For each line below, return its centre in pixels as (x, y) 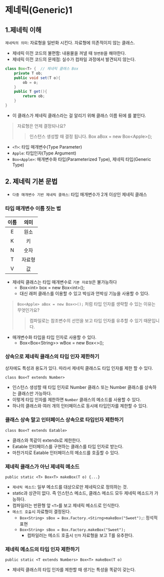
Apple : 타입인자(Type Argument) (44, 153)
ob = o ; (31, 82)
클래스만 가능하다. (35, 393)
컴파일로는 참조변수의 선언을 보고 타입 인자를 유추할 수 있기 (86, 320)
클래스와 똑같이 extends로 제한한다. (47, 440)
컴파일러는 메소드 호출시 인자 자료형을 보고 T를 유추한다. (80, 535)
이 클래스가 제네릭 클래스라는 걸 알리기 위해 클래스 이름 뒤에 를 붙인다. (79, 115)
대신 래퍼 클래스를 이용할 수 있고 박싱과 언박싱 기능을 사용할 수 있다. (84, 293)
